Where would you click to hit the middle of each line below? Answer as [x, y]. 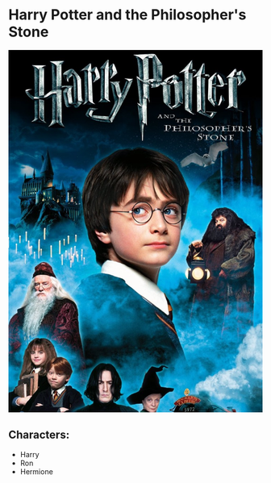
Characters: [39, 435]
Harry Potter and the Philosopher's [127, 15]
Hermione [37, 471]
